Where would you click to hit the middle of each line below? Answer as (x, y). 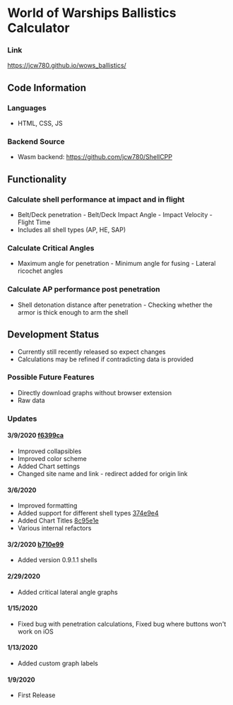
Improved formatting (47, 506)
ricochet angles (40, 271)
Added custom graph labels (58, 663)
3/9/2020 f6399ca (36, 436)
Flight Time (34, 222)
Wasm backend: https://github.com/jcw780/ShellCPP (95, 157)
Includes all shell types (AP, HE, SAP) (72, 230)
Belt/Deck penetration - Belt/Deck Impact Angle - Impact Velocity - (115, 215)
